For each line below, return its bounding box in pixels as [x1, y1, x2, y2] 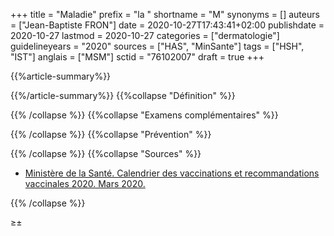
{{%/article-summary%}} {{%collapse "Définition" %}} [10, 90, 236, 101]
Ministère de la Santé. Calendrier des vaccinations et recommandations [24, 167, 320, 179]
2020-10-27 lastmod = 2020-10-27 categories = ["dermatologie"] [10, 30, 280, 41]
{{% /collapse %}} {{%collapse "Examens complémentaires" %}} [10, 109, 279, 121]
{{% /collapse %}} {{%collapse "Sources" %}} [10, 148, 202, 159]
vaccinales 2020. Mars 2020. [24, 178, 146, 189]
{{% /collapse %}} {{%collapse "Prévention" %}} [10, 129, 212, 140]
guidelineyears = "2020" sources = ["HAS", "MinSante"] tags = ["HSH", [10, 40, 305, 52]
